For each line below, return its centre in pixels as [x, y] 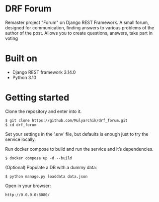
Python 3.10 [24, 77]
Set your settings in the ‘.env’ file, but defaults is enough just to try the [77, 134]
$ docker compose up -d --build [39, 158]
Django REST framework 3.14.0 [44, 72]
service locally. [21, 139]
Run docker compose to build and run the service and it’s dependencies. [79, 149]
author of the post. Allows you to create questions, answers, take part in [79, 33]
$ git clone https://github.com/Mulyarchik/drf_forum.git [66, 120]
